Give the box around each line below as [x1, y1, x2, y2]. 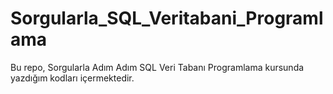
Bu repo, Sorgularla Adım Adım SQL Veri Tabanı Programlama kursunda [10, 61, 305, 73]
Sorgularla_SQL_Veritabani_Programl [10, 7, 324, 30]
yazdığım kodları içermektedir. [10, 72, 135, 84]
